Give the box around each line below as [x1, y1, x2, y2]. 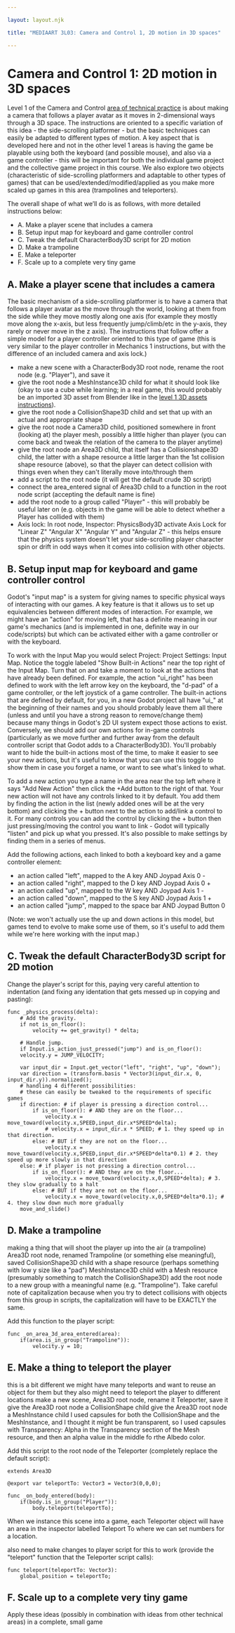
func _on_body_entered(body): [7, 1492, 96, 1499]
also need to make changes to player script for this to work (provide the [7, 1545, 214, 1553]
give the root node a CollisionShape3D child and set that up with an [17, 408, 213, 417]
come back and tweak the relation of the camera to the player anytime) [17, 438, 223, 447]
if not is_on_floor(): [20, 1021, 86, 1028]
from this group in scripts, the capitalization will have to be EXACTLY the [7, 1295, 217, 1304]
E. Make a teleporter [17, 250, 76, 259]
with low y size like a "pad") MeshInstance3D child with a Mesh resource [7, 1266, 218, 1274]
